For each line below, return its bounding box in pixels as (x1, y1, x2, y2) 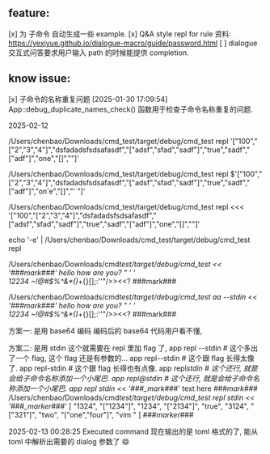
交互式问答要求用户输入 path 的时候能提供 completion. (8, 48, 189, 57)
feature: (8, 6, 50, 20)
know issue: (8, 72, 71, 86)
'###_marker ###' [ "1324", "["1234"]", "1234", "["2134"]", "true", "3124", (8, 401, 249, 411)
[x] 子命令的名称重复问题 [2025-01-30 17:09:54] (8, 94, 168, 104)
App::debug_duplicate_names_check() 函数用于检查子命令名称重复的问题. (8, 104, 253, 114)
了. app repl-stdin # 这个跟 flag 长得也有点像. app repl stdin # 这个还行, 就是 (8, 363, 259, 373)
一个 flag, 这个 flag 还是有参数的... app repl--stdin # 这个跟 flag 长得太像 (15, 353, 255, 363)
